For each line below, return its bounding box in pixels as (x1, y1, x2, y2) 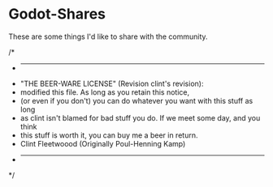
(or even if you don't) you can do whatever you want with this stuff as (19, 96, 253, 105)
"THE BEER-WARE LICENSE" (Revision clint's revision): (19, 79, 204, 88)
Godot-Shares (8, 5, 106, 23)
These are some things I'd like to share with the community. (8, 32, 209, 41)
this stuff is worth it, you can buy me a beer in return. (19, 130, 198, 140)
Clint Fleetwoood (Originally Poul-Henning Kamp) (19, 138, 186, 148)
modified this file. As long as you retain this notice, (19, 87, 190, 97)
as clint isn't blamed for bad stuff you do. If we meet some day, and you (19, 113, 261, 122)
